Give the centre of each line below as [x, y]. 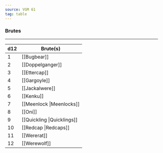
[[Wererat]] [34, 135]
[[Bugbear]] [35, 57]
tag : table [16, 14]
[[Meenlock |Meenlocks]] [51, 104]
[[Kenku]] [33, 96]
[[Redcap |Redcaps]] [46, 127]
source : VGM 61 [20, 9]
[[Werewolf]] [36, 143]
